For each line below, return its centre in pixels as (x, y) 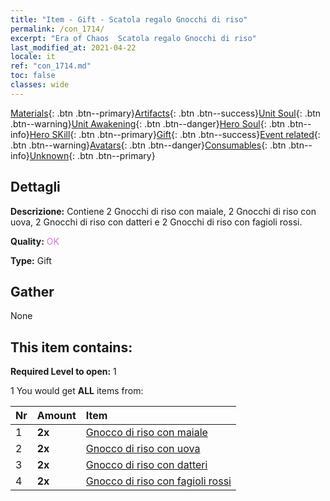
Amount (56, 416)
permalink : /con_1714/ (57, 29)
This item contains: (71, 347)
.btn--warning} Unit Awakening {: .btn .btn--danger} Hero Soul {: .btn (148, 123)
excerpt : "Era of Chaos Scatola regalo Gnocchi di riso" (133, 38)
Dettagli (35, 187)
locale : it (33, 57)
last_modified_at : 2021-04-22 (73, 47)
